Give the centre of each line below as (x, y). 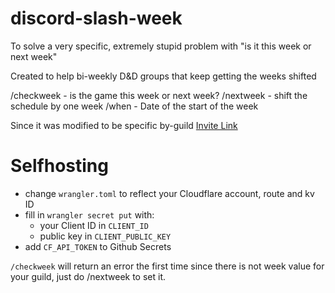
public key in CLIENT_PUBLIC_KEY (105, 236)
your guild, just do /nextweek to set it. (88, 276)
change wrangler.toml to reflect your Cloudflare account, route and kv (169, 193)
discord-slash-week (96, 18)
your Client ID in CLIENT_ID (94, 225)
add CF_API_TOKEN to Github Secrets (98, 246)
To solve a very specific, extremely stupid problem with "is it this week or (161, 46)
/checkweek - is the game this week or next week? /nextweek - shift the (159, 95)
